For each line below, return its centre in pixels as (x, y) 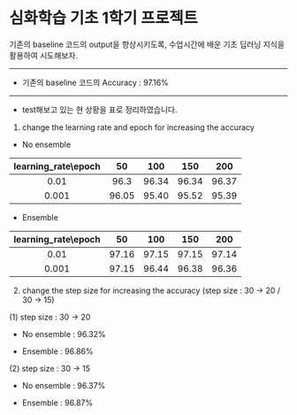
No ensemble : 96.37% (64, 385)
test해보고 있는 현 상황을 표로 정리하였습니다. (99, 109)
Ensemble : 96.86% (58, 351)
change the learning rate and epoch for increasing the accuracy (138, 127)
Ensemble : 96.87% (57, 403)
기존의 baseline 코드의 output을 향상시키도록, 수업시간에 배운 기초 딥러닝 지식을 (147, 44)
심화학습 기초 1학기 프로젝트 (104, 18)
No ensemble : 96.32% (64, 334)
